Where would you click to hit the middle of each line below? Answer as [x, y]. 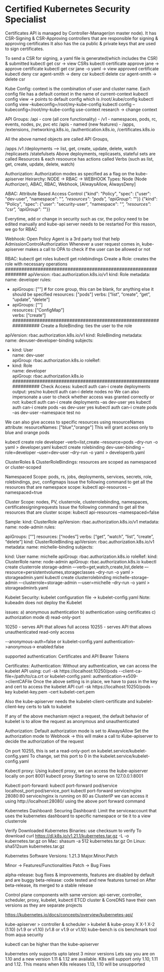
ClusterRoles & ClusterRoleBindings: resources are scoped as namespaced [81, 462]
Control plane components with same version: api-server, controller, [74, 894]
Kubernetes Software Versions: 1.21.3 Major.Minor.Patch [61, 856]
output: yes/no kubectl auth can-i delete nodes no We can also [76, 391]
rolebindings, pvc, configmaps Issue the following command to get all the [79, 482]
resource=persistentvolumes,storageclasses [50, 572]
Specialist [26, 19]
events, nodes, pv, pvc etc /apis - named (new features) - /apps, [70, 124]
